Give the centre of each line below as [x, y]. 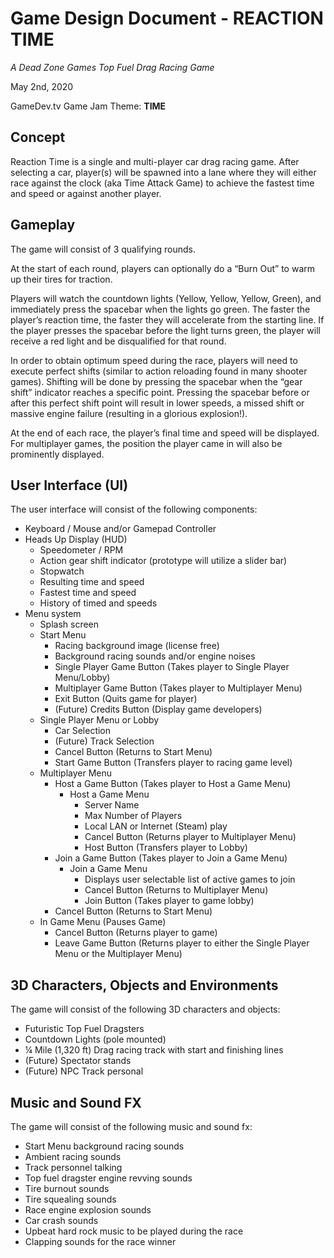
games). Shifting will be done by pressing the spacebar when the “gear [156, 381]
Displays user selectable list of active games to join [190, 879]
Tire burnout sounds [67, 1188]
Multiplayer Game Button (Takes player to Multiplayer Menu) [178, 688]
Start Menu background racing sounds [104, 1146]
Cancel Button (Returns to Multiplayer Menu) [176, 890]
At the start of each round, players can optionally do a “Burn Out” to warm [162, 268]
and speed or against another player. [86, 193]
